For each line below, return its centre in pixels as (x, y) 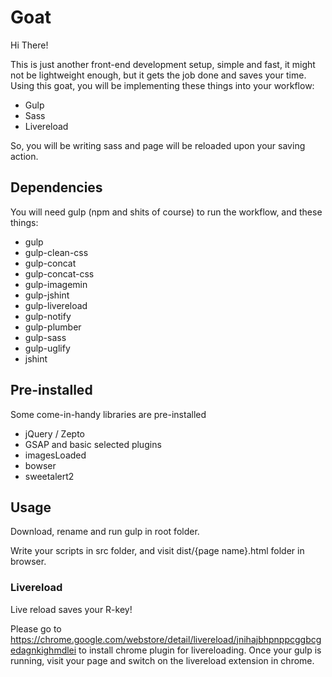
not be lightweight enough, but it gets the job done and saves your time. (158, 75)
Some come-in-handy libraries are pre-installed (108, 414)
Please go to (36, 628)
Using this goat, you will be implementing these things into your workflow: (162, 85)
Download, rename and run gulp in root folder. (105, 532)
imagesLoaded (55, 455)
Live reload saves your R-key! (71, 609)
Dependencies (56, 187)
